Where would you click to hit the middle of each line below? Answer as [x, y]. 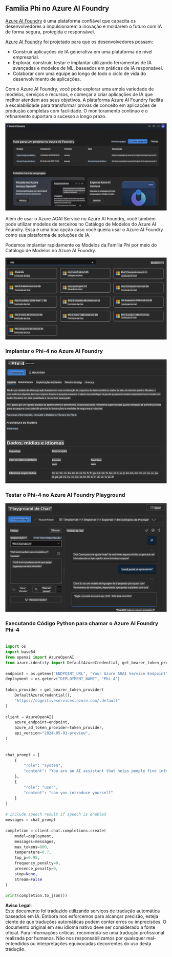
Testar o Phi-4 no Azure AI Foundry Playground [65, 495]
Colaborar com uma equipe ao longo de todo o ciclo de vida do [79, 73]
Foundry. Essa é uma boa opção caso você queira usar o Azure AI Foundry [84, 229]
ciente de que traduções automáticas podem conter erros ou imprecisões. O [86, 922]
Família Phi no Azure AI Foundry [57, 8]
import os [16, 647]
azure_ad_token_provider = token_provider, [59, 728]
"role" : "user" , [41, 787]
